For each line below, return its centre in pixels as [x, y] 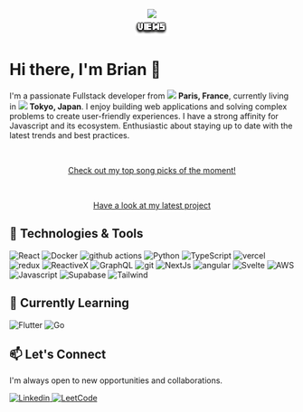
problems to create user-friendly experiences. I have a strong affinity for [144, 116]
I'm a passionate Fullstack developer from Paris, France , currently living [149, 96]
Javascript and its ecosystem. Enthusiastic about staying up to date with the [151, 126]
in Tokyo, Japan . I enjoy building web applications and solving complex [148, 106]
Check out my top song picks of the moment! [152, 170]
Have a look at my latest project [152, 205]
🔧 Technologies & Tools [76, 234]
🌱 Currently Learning [69, 303]
